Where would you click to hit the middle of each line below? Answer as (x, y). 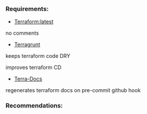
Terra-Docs (28, 79)
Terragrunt (27, 45)
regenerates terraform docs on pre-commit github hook (73, 90)
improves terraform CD (33, 67)
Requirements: (27, 9)
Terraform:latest (34, 22)
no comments (22, 33)
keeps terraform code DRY (38, 56)
